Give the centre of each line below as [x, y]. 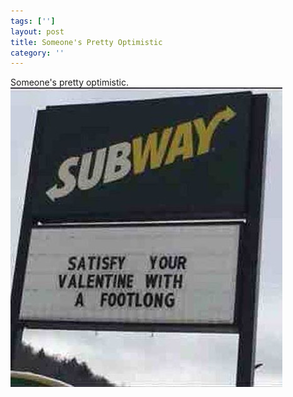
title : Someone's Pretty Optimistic [86, 42]
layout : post [37, 31]
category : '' [37, 53]
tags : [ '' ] [33, 21]
